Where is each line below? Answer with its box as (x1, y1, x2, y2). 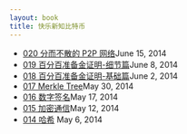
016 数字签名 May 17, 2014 (22, 91, 119, 102)
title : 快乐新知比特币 (9, 22, 86, 31)
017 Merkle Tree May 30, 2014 (22, 81, 134, 91)
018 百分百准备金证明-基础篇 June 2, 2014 (22, 70, 179, 81)
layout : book (9, 13, 59, 23)
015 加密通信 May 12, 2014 (22, 102, 120, 113)
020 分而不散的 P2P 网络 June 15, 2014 (22, 47, 167, 59)
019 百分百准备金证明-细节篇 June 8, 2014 (22, 59, 179, 70)
